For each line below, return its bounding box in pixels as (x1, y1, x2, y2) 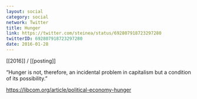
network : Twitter (6, 19, 49, 25)
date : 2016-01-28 (6, 42, 49, 47)
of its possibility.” (6, 74, 48, 82)
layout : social (6, 8, 44, 15)
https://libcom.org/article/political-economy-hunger (6, 86, 131, 93)
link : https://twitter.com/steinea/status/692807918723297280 (6, 30, 162, 36)
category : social (6, 14, 49, 20)
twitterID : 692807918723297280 (6, 36, 83, 42)
